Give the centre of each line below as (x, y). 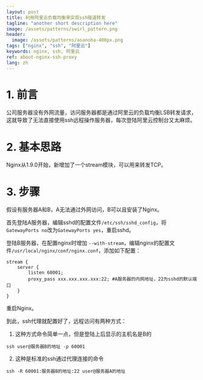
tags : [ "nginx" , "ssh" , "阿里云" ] (48, 46)
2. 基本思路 (34, 147)
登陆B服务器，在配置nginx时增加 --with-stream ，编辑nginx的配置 (88, 243)
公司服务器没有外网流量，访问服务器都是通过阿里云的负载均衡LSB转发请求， (101, 112)
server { (28, 268)
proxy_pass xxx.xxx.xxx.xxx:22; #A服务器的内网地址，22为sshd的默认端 (112, 279)
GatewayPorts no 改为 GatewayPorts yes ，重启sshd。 (70, 230)
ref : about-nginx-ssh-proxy (42, 57)
